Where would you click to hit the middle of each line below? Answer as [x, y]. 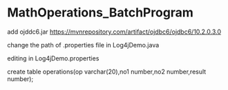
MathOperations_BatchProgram [100, 13]
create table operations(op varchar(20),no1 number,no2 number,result [107, 71]
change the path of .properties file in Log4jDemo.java [83, 45]
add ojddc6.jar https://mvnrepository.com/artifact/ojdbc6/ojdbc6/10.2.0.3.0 [114, 32]
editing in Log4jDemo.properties [53, 58]
